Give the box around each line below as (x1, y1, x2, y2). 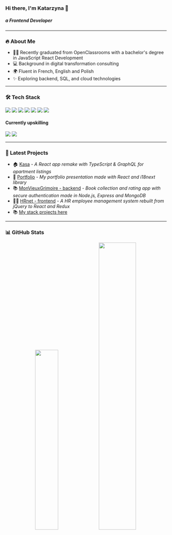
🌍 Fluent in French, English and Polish (12, 68, 94, 75)
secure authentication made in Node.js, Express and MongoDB (12, 192, 146, 198)
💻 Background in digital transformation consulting (12, 61, 119, 67)
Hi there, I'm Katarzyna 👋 (5, 5, 69, 12)
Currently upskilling (5, 120, 49, 126)
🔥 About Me (5, 38, 36, 45)
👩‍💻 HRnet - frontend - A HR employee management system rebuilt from (12, 198, 164, 204)
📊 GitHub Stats (5, 228, 45, 236)
